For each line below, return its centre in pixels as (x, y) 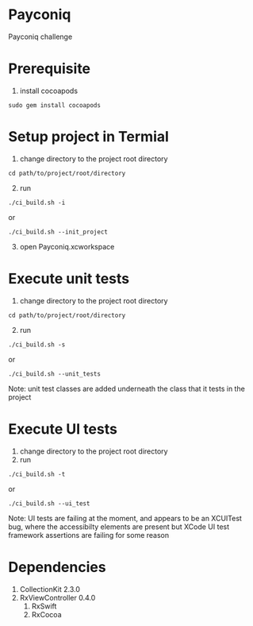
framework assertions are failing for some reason (89, 535)
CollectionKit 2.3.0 (50, 589)
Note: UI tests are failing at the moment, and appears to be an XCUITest (125, 518)
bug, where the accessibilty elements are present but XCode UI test (119, 527)
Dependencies (57, 567)
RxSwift (44, 606)
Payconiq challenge (40, 37)
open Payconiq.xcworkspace (67, 246)
